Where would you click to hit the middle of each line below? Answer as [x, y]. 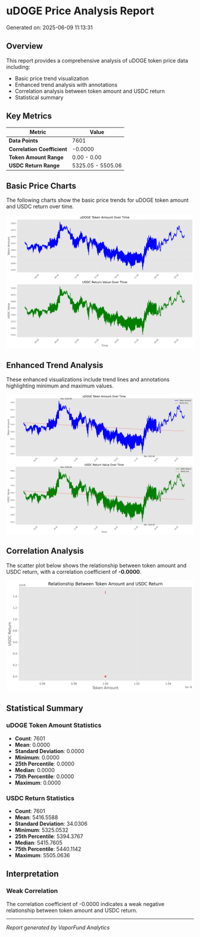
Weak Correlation [32, 891]
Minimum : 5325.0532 [41, 830]
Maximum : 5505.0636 [42, 855]
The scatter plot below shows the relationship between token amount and [96, 565]
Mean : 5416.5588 [36, 817]
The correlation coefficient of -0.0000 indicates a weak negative [85, 904]
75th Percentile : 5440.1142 [48, 849]
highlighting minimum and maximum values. [60, 386]
